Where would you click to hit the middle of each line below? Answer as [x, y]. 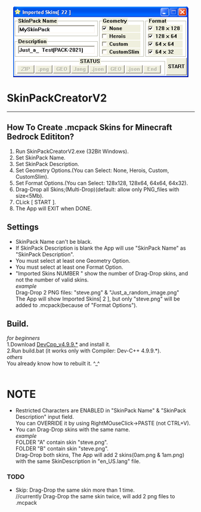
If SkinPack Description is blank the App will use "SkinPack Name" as [101, 248]
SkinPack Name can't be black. [54, 241]
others [15, 357]
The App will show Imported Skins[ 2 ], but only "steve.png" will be [98, 299]
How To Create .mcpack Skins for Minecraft [89, 128]
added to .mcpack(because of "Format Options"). [76, 305]
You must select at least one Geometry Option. [73, 260]
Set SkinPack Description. [47, 164]
